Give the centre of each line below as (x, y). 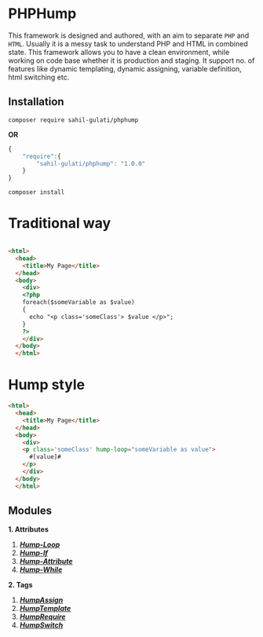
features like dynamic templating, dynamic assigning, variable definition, (125, 68)
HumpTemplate (45, 609)
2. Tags (20, 585)
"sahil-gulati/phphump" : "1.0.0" (91, 163)
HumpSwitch (41, 625)
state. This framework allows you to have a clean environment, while (119, 52)
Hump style (46, 385)
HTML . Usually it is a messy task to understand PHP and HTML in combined (128, 43)
